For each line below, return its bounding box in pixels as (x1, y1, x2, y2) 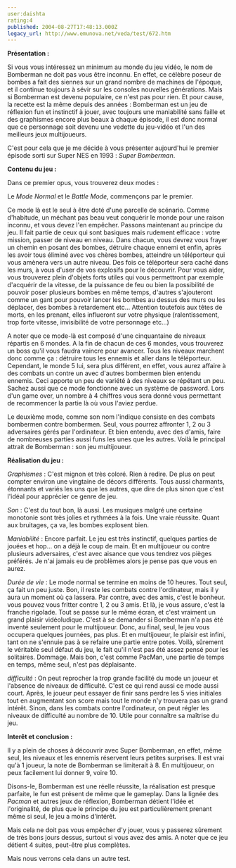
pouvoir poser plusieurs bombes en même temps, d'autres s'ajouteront (7, 288, 213, 296)
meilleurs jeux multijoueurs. (7, 130, 87, 139)
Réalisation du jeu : (7, 456, 65, 465)
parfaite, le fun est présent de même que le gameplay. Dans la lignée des (7, 790, 219, 798)
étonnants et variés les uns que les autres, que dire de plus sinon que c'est (7, 485, 224, 493)
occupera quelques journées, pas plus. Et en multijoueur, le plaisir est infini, (7, 631, 226, 639)
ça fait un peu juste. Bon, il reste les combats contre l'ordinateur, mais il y (7, 586, 219, 594)
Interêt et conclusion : (7, 733, 73, 741)
